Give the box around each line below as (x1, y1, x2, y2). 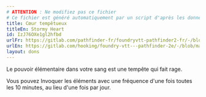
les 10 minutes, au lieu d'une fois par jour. (6, 84, 112, 91)
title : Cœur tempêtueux (6, 20, 67, 26)
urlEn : (6, 43, 23, 49)
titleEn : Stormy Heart (6, 26, 64, 32)
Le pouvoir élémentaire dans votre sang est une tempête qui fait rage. (6, 65, 183, 73)
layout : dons (6, 49, 40, 55)
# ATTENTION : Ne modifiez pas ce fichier (6, 9, 116, 15)
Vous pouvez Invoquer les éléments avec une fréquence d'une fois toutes (6, 77, 193, 84)
